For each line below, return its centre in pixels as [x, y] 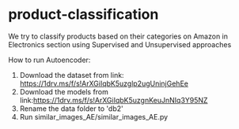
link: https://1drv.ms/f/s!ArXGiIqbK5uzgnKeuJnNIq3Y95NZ [114, 100]
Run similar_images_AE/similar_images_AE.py [94, 116]
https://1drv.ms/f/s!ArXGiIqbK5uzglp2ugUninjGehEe [104, 83]
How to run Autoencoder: [49, 60]
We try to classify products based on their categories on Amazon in [118, 36]
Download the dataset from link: [72, 75]
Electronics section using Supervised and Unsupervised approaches [120, 44]
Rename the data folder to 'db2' [72, 109]
